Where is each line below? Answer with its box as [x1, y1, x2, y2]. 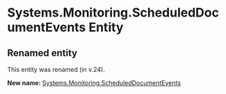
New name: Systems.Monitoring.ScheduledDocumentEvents [7, 79, 181, 87]
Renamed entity [7, 47, 78, 59]
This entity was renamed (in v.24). [7, 66, 106, 73]
